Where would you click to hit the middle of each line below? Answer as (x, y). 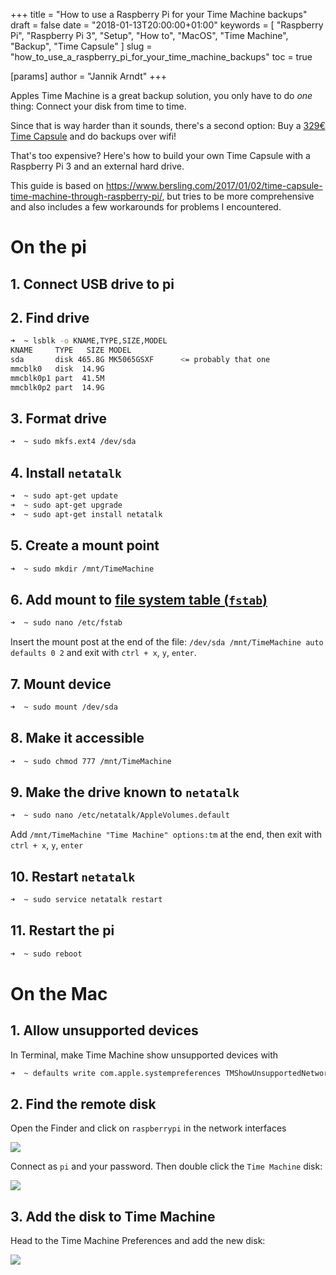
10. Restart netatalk (73, 876)
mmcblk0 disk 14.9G (57, 369)
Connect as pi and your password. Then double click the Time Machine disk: (166, 1166)
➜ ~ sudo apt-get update (64, 496)
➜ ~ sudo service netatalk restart (86, 900)
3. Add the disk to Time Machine (113, 1216)
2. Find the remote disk (83, 1104)
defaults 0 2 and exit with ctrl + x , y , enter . (103, 653)
